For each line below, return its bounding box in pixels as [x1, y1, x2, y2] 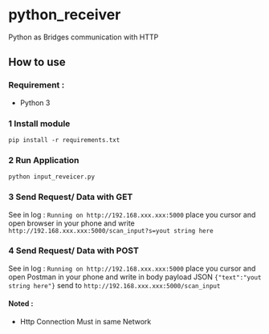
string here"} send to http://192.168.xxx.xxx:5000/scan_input [8, 280, 221, 290]
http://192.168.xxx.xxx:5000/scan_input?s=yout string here [8, 226, 214, 234]
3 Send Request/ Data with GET [8, 191, 133, 202]
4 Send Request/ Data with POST [8, 245, 139, 256]
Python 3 [19, 98, 51, 108]
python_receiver [8, 6, 121, 24]
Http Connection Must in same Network [19, 317, 152, 327]
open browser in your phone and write [8, 218, 135, 228]
